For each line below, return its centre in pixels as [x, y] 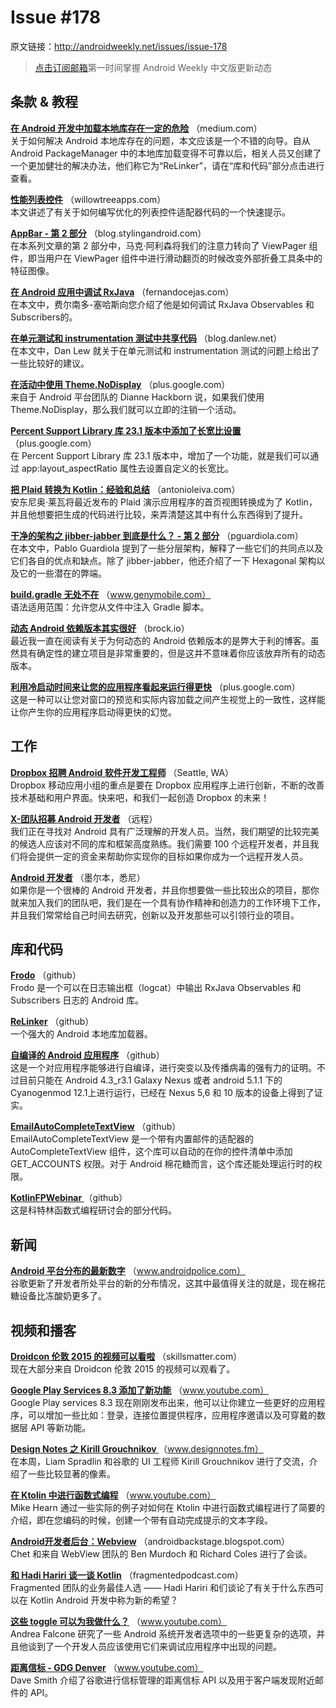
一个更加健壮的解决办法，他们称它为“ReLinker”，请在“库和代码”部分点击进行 [167, 165]
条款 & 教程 [44, 102]
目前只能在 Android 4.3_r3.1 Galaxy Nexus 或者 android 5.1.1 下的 [150, 1080]
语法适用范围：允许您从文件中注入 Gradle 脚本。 [110, 607]
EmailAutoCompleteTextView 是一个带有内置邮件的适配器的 [132, 1139]
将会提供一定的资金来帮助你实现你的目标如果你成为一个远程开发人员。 [163, 856]
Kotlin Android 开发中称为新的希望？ [104, 1600]
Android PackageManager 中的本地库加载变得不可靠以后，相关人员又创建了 [166, 153]
